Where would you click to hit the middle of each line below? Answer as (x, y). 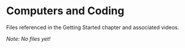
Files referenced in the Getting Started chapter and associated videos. (93, 27)
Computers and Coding (65, 11)
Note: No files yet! (28, 39)
